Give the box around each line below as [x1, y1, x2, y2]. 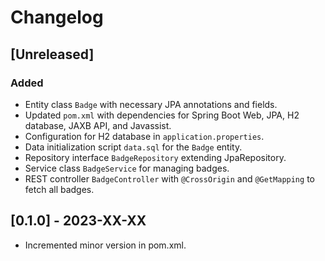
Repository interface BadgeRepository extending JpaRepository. [24, 151, 287, 163]
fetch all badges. [24, 183, 95, 195]
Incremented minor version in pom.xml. [24, 239, 187, 251]
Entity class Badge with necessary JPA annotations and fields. [24, 98, 278, 110]
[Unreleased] [10, 46, 95, 63]
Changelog [10, 6, 104, 29]
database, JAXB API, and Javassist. [24, 119, 172, 131]
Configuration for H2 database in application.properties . [24, 130, 265, 142]
